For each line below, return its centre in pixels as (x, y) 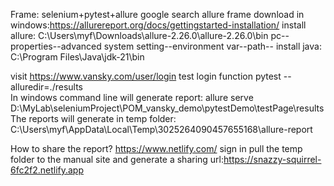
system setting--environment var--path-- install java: (212, 46)
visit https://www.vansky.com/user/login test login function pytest (146, 76)
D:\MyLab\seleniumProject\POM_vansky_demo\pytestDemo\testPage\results (167, 108)
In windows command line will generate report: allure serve (132, 97)
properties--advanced (56, 46)
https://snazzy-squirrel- (272, 159)
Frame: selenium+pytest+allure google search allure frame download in (157, 14)
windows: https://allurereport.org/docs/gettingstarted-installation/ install (158, 25)
